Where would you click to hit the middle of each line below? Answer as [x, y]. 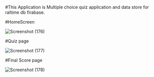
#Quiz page [17, 41]
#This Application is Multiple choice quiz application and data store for [77, 7]
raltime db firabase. [25, 12]
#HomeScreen [20, 22]
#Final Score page [24, 60]
